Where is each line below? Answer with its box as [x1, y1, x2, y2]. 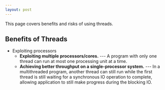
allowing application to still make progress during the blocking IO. [19, 79, 152, 85]
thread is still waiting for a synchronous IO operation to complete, [19, 74, 153, 80]
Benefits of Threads [5, 35, 67, 43]
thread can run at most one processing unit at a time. [19, 59, 128, 64]
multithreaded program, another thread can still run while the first [19, 69, 153, 75]
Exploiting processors [12, 48, 57, 54]
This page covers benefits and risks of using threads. [5, 21, 113, 27]
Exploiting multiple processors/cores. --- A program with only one [19, 53, 157, 59]
